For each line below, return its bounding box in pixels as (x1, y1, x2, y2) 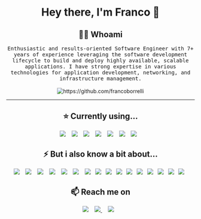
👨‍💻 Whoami (78, 29, 123, 40)
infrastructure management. (59, 75, 142, 82)
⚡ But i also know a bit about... (43, 149, 158, 160)
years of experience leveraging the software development (14, 51, 187, 58)
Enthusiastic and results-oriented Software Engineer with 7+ (7, 45, 194, 52)
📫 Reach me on (71, 187, 130, 197)
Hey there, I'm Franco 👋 (41, 5, 160, 19)
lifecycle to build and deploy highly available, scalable (11, 57, 189, 64)
